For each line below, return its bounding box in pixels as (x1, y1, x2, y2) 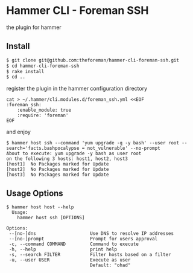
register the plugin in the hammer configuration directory (6, 85, 148, 92)
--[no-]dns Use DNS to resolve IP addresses (8, 231, 174, 237)
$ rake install (6, 68, 45, 74)
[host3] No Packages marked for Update (6, 172, 110, 178)
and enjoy (6, 128, 31, 136)
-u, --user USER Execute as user (8, 257, 131, 263)
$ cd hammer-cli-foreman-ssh (6, 63, 80, 69)
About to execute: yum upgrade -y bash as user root (6, 150, 142, 157)
